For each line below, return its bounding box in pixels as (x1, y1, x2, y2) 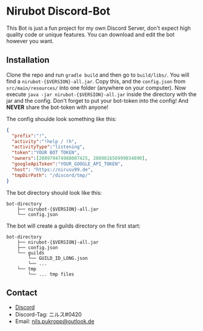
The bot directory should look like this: (6, 189, 102, 196)
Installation (6, 55, 50, 65)
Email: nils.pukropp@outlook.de (15, 318, 95, 325)
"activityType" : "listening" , (12, 144, 85, 150)
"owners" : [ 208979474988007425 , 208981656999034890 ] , (12, 155, 148, 162)
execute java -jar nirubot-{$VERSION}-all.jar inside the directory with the (6, 90, 197, 98)
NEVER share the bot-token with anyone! (6, 103, 109, 111)
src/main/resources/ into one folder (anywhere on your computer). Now (6, 84, 187, 91)
